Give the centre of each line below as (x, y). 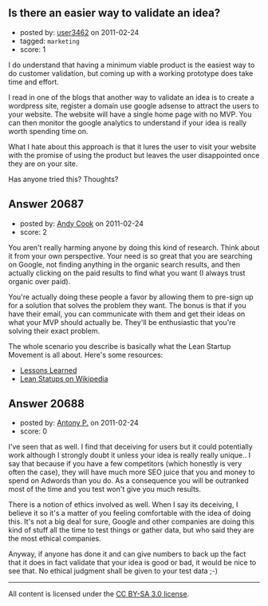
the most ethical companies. (55, 539)
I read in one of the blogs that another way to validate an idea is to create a (131, 97)
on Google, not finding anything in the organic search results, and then (124, 264)
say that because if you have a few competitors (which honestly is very (125, 464)
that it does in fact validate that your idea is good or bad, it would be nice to (132, 563)
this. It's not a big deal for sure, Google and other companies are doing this (132, 521)
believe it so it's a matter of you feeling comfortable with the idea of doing (130, 513)
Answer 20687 (46, 204)
